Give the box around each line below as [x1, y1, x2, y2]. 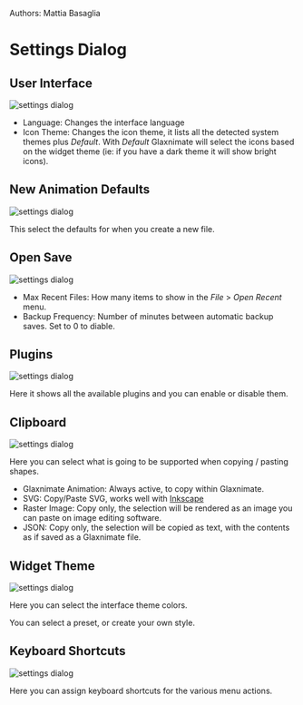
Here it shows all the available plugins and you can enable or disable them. [9, 388, 288, 399]
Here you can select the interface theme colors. [9, 600, 188, 611]
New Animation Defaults [9, 181, 151, 198]
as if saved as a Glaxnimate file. [22, 532, 142, 543]
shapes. [9, 466, 39, 477]
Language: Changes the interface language [22, 117, 185, 128]
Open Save [9, 250, 73, 266]
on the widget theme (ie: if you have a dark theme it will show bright [22, 146, 277, 157]
